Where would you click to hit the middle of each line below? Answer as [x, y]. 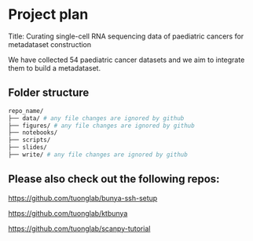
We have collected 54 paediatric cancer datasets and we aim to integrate [126, 60]
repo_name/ [26, 111]
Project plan [48, 15]
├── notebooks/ [33, 133]
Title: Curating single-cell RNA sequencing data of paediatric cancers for [126, 36]
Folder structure [49, 93]
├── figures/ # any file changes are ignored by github [101, 126]
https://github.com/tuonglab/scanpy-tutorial [79, 228]
